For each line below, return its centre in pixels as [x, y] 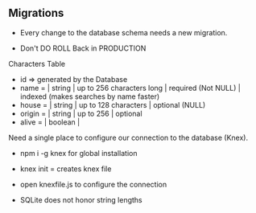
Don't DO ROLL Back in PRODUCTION [83, 48]
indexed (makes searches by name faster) [90, 96]
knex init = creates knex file [66, 169]
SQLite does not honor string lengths [81, 199]
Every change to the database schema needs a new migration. [124, 32]
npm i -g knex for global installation [78, 153]
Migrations [36, 13]
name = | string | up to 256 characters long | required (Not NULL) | [130, 88]
